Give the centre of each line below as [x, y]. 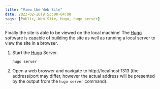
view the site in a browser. [32, 43]
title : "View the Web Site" [34, 10]
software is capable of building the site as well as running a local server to [80, 38]
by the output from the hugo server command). [60, 81]
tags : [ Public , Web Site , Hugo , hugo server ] [52, 19]
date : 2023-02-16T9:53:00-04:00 [38, 14]
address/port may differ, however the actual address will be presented [83, 76]
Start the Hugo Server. [35, 53]
